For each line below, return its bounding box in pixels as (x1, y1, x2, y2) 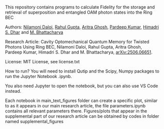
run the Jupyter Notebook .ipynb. (5, 74, 72, 79)
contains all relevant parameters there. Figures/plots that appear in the (5, 108, 147, 114)
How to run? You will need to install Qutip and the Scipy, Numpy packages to (5, 68, 160, 74)
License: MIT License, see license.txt (5, 59, 80, 64)
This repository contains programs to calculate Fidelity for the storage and (5, 4, 155, 10)
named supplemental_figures (5, 119, 64, 124)
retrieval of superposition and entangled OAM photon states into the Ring (5, 9, 153, 15)
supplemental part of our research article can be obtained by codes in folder (5, 113, 160, 119)
